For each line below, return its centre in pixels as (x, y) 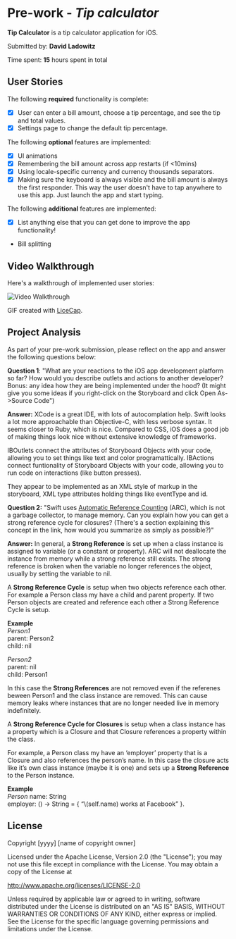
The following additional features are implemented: (82, 209)
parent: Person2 (31, 638)
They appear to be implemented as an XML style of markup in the (103, 486)
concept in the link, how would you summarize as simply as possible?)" (111, 530)
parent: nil (22, 666)
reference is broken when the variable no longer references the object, (110, 566)
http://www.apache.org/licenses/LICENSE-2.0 (74, 885)
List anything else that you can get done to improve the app (104, 223)
